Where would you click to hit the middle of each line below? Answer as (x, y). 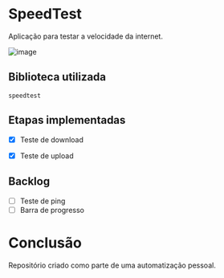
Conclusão (45, 243)
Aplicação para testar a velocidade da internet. (86, 36)
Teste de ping (43, 201)
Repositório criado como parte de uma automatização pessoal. (112, 265)
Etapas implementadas (67, 120)
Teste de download (52, 139)
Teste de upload (47, 155)
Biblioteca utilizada (57, 77)
